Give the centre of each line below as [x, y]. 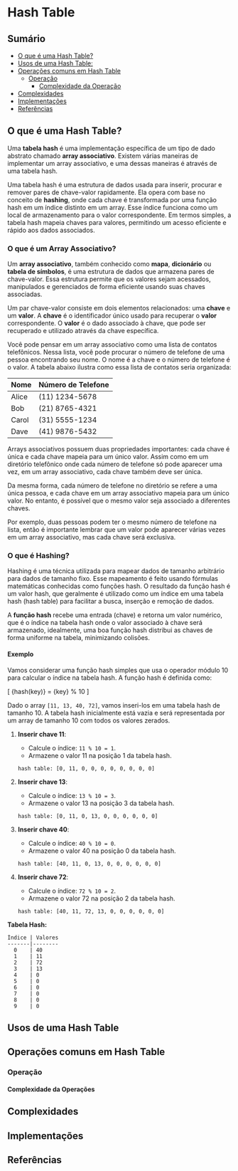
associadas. [25, 294]
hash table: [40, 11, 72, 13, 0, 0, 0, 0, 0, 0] [91, 911]
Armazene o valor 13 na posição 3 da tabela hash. [101, 803]
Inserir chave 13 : [42, 782]
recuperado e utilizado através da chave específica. [83, 331]
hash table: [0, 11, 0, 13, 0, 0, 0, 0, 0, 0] [88, 816]
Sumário [27, 39]
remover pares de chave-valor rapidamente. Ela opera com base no [107, 192]
